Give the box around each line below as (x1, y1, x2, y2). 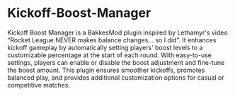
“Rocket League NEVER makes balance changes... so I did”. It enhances (7, 35, 217, 44)
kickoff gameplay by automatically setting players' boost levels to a (7, 43, 203, 52)
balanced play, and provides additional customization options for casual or (7, 73, 224, 82)
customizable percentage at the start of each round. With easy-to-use (7, 51, 212, 59)
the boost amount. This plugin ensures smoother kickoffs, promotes (7, 66, 205, 74)
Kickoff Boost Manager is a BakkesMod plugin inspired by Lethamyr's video (7, 28, 228, 37)
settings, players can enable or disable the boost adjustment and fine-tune (7, 58, 225, 66)
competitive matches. (7, 80, 71, 89)
